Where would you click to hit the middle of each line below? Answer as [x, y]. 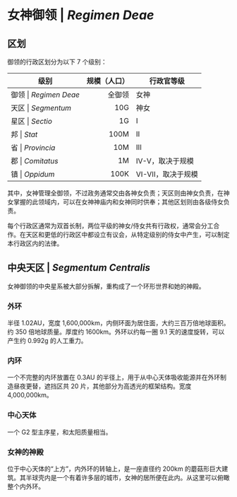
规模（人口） [108, 81]
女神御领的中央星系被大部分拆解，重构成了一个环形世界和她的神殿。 [106, 286]
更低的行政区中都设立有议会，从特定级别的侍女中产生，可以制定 [137, 234]
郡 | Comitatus [35, 161]
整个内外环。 [26, 486]
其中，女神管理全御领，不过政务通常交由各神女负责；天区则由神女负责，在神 [119, 193]
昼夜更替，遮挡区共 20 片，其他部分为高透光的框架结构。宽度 [102, 386]
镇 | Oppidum [33, 174]
